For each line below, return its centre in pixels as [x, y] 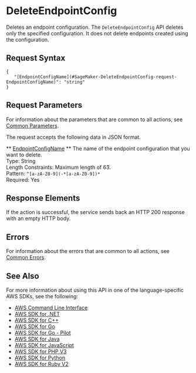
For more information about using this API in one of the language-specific [95, 290]
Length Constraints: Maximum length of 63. [59, 167]
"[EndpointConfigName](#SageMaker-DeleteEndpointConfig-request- [95, 77]
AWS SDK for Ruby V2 [41, 364]
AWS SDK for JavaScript [44, 345]
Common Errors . [26, 258]
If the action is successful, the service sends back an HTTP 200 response [95, 212]
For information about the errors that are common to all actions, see [88, 251]
